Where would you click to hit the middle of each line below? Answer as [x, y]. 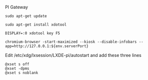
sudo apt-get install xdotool [36, 25]
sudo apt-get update [26, 16]
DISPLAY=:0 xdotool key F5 [33, 33]
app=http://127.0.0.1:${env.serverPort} [47, 46]
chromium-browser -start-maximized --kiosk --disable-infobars [71, 42]
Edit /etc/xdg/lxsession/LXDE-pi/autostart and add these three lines [73, 55]
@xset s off [17, 64]
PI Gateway [17, 7]
